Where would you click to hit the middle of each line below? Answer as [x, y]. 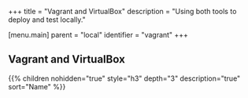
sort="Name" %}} [37, 86]
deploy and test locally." [47, 20]
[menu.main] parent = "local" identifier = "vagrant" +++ [98, 35]
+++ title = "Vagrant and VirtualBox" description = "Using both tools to [122, 11]
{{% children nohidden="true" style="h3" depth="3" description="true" [124, 78]
